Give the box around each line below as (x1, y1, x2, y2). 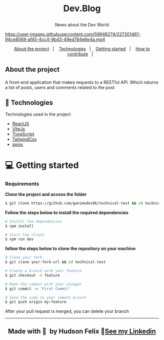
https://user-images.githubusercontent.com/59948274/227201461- (5, 31, 141, 37)
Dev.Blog (63, 3, 101, 14)
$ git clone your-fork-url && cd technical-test (5, 260, 106, 264)
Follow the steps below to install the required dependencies (5, 209, 128, 215)
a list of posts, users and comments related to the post (5, 84, 115, 90)
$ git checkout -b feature (5, 273, 60, 278)
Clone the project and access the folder (5, 191, 87, 197)
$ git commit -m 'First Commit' (5, 286, 71, 291)
